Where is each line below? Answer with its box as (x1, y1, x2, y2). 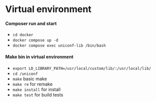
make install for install (12, 86, 61, 92)
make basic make (12, 75, 47, 81)
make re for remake (12, 81, 53, 87)
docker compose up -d (12, 38, 58, 43)
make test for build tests (12, 91, 63, 97)
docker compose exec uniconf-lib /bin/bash (12, 43, 106, 48)
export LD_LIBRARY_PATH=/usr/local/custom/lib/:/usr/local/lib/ (12, 66, 151, 71)
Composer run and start (5, 20, 57, 26)
